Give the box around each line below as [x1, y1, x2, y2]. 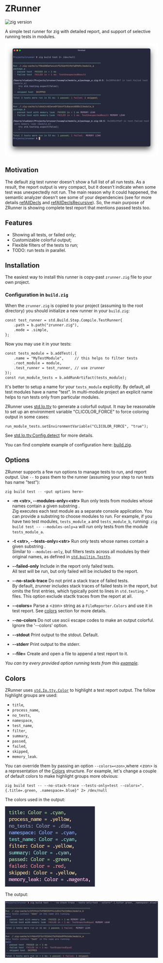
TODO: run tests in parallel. [12, 247, 66, 253]
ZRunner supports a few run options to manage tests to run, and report [5, 469, 147, 475]
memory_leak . [12, 753, 38, 759]
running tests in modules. [5, 34, 56, 39]
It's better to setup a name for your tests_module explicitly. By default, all [5, 384, 150, 390]
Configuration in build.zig [5, 291, 69, 298]
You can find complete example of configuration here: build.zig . [5, 442, 132, 447]
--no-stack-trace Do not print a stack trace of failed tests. [12, 578, 129, 584]
